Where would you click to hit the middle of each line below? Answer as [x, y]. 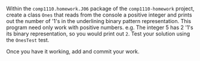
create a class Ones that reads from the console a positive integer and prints [99, 15]
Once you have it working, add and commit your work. [73, 52]
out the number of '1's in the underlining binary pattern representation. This [99, 21]
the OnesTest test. [28, 40]
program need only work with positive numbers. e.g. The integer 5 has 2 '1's [100, 27]
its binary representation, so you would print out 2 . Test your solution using [98, 34]
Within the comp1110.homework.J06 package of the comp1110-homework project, [100, 9]
